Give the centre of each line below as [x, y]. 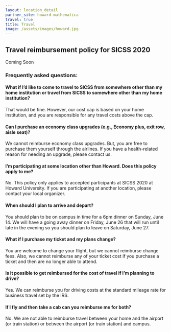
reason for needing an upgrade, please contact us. [59, 154]
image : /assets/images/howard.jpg [42, 29]
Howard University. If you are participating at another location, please [78, 188]
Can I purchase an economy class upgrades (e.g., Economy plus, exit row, [85, 127]
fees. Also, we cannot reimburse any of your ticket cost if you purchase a [82, 256]
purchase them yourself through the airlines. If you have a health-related [82, 149]
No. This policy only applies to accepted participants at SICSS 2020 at [79, 183]
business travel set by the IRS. [37, 295]
